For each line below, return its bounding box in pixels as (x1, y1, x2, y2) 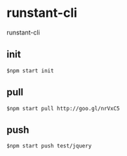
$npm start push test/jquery (6, 143, 92, 150)
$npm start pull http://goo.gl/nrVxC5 (6, 105, 120, 112)
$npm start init (6, 67, 54, 74)
